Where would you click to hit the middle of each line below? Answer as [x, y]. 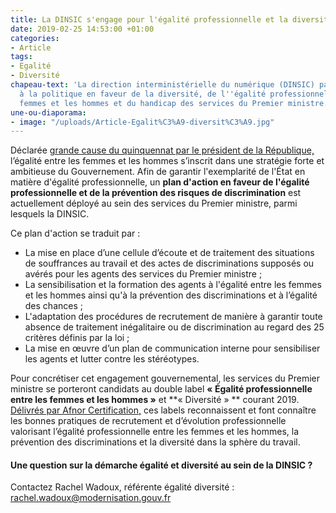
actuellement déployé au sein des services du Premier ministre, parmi [154, 203]
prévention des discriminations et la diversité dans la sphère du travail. [155, 442]
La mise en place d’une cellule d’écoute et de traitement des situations [169, 253]
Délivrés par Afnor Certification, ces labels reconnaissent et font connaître [163, 410]
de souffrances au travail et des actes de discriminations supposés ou [169, 263]
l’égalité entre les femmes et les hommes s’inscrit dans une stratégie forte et [167, 161]
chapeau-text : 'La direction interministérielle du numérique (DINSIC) [162, 85]
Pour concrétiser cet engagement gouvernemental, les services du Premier [165, 378]
